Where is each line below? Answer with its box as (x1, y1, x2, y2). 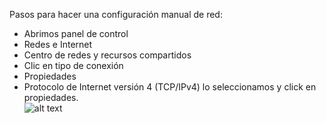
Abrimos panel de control (23, 28, 129, 39)
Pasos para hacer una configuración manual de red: (9, 9, 223, 20)
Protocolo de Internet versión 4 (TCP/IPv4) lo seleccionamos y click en (23, 81, 317, 93)
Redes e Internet (23, 39, 93, 50)
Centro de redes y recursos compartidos (23, 49, 192, 61)
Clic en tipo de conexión (23, 60, 124, 71)
